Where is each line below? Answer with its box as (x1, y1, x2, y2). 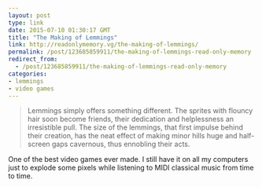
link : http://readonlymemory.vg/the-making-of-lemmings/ (8, 41, 199, 49)
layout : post (8, 11, 51, 20)
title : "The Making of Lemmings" (8, 33, 118, 42)
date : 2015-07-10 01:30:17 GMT (8, 26, 111, 34)
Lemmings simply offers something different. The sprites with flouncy (27, 106, 253, 115)
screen (27, 139, 50, 149)
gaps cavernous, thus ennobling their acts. (51, 139, 190, 149)
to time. (8, 171, 33, 181)
